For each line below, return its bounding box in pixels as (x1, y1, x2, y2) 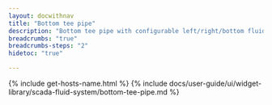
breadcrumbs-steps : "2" (8, 42, 89, 50)
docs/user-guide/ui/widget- (168, 78, 261, 88)
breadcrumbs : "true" (8, 34, 79, 43)
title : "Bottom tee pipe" (8, 19, 96, 27)
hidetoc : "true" (8, 49, 63, 57)
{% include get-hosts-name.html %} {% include (8, 78, 168, 88)
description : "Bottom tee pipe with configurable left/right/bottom (8, 27, 244, 35)
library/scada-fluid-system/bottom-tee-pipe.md (8, 87, 168, 97)
